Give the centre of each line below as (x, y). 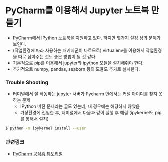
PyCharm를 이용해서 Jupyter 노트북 (77, 10)
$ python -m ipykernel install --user (46, 128)
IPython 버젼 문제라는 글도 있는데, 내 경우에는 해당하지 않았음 (80, 106)
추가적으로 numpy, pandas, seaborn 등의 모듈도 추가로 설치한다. (76, 69)
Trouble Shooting (27, 82)
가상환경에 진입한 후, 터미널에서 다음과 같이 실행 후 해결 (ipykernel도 (87, 113)
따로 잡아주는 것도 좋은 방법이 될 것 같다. (57, 56)
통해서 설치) (37, 119)
